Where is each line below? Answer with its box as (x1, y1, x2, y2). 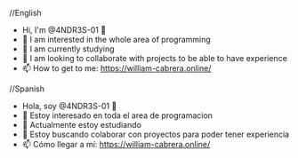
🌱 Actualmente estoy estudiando (21, 120, 142, 130)
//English (9, 8, 42, 18)
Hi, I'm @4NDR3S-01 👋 (21, 25, 107, 35)
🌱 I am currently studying (21, 43, 115, 54)
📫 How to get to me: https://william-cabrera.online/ (21, 63, 212, 74)
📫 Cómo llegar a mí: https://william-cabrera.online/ (21, 139, 211, 149)
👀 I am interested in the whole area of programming (21, 35, 211, 44)
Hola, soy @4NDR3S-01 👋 (21, 101, 117, 111)
